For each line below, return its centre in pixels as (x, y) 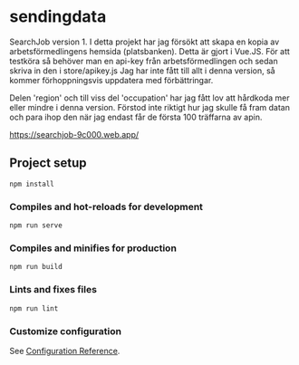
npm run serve (36, 226)
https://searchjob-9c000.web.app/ (74, 134)
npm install (32, 184)
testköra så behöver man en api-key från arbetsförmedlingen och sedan (144, 61)
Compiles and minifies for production (93, 248)
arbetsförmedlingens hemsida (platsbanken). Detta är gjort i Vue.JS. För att (149, 51)
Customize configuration (66, 331)
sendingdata (58, 17)
